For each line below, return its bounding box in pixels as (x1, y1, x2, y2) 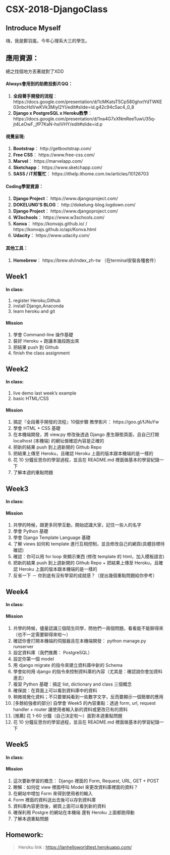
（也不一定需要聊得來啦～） (13, 631, 71, 638)
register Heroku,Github (13, 297, 61, 304)
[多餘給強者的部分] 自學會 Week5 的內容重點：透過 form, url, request (13, 700, 156, 706)
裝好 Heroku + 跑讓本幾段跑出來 (13, 338, 80, 344)
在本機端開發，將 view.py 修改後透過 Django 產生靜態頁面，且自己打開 (13, 431, 159, 438)
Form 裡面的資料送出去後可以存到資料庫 (13, 796, 96, 802)
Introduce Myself (6, 24, 61, 32)
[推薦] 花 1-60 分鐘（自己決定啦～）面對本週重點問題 (13, 712, 123, 718)
